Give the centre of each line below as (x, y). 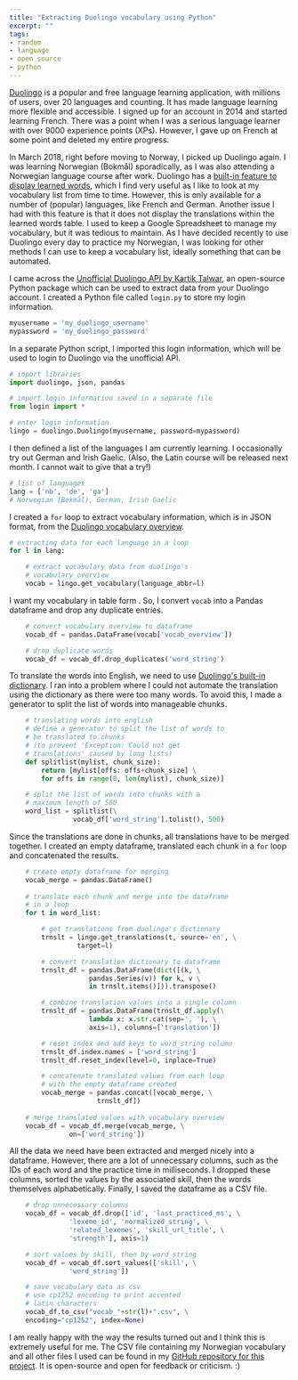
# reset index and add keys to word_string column (137, 1043)
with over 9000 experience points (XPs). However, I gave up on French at (144, 130)
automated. (30, 261)
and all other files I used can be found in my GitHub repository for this (137, 1356)
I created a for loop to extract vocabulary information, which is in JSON (141, 516)
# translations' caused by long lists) (99, 753)
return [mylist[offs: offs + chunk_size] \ (119, 770)
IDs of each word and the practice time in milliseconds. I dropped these (140, 1170)
